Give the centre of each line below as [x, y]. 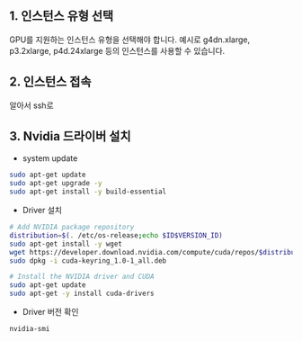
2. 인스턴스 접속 [50, 82]
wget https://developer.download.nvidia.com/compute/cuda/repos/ [134, 252]
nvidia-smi [30, 329]
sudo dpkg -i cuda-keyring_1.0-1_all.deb [88, 260]
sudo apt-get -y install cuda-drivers [82, 294]
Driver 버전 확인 [50, 312]
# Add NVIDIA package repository [72, 228]
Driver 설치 [42, 211]
